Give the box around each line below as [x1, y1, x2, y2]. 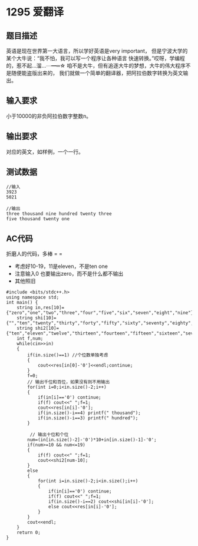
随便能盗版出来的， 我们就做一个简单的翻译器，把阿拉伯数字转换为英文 [11, 70, 183, 77]
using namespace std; [6, 294, 60, 300]
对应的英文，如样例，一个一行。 [6, 148, 84, 155]
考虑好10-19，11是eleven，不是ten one [14, 263, 108, 270]
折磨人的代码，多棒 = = [6, 250, 63, 257]
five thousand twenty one [6, 216, 70, 222]
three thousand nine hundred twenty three [6, 211, 112, 217]
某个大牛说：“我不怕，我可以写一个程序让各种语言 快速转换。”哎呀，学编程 [6, 55, 186, 62]
